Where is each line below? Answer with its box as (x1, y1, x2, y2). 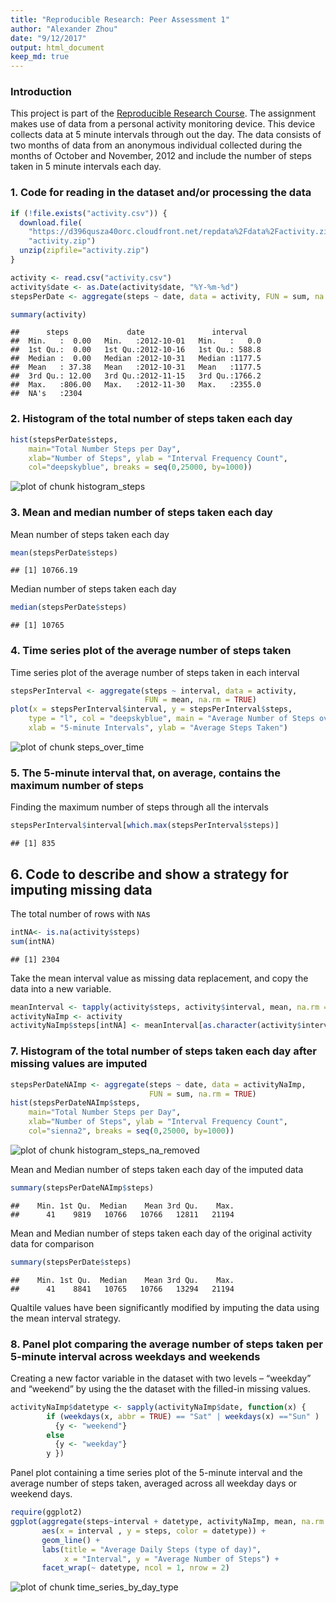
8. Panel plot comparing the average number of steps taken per (10, 1337, 323, 1351)
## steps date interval (10, 327, 248, 338)
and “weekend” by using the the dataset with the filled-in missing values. (10, 1382, 311, 1395)
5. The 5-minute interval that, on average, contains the (10, 766, 281, 780)
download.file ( (19, 217, 83, 228)
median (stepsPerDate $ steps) (10, 602, 128, 613)
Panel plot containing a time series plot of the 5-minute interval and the (10, 1467, 303, 1479)
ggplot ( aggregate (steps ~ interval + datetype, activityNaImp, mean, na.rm (10, 1517, 325, 1527)
